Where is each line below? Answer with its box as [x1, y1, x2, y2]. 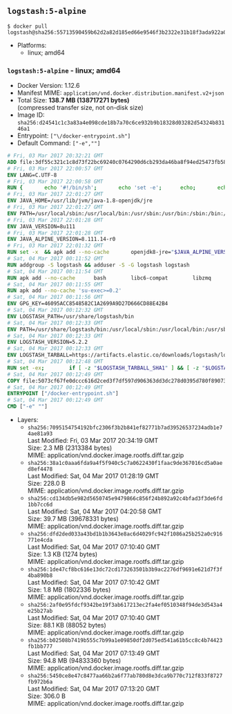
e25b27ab [27, 607, 53, 615]
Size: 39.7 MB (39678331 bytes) [27, 515, 119, 523]
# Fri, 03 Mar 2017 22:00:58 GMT [7, 178, 104, 185]
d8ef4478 [27, 466, 53, 473]
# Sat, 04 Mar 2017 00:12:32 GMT [7, 306, 104, 314]
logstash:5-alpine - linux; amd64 [7, 66, 121, 75]
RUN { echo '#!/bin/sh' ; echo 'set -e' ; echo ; [7, 184, 196, 192]
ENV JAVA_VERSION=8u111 [7, 223, 76, 230]
